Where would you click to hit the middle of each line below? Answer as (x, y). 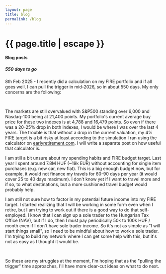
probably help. (20, 190)
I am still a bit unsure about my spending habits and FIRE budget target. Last (83, 158)
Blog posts (16, 58)
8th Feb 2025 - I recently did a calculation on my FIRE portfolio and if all (79, 82)
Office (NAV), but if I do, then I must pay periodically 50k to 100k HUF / (78, 221)
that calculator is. (23, 148)
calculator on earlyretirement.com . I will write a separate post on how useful (83, 143)
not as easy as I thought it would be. (42, 242)
